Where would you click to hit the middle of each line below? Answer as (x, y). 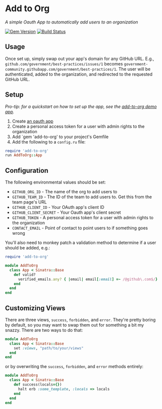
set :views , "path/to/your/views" (49, 348)
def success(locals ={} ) (38, 385)
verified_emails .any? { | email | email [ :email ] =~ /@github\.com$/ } (88, 279)
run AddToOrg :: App (24, 155)
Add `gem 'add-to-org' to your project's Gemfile (60, 137)
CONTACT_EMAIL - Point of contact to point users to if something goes (80, 228)
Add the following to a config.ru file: (49, 142)
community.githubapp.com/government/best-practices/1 (61, 69)
